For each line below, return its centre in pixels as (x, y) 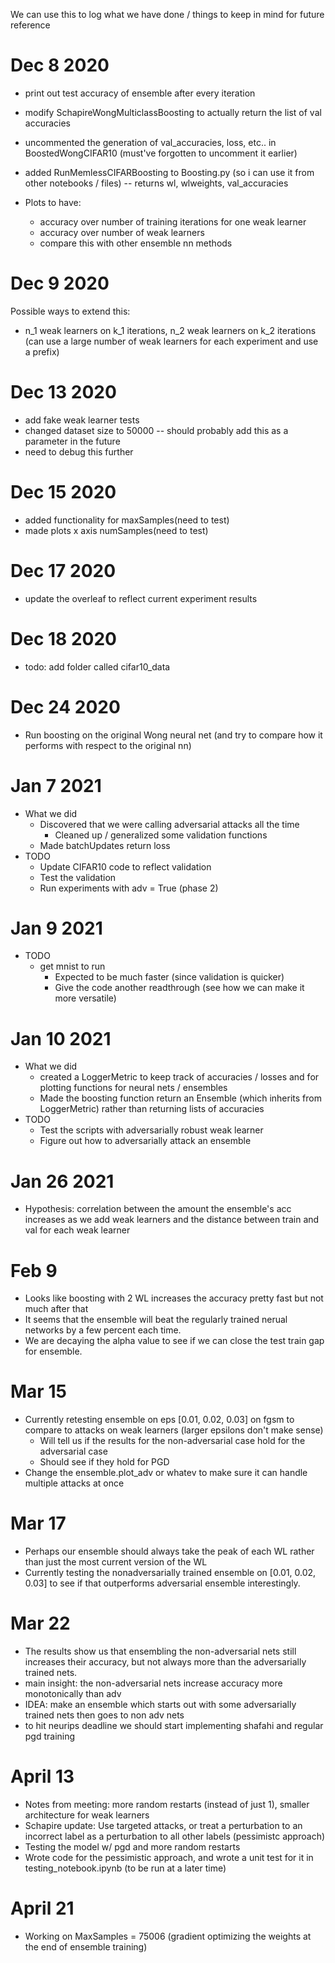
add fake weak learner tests (82, 420)
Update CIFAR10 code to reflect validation (125, 866)
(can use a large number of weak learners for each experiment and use (171, 341)
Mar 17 (38, 1523)
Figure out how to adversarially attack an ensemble (145, 1141)
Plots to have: (53, 202)
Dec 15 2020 (63, 492)
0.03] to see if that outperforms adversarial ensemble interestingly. (162, 1583)
